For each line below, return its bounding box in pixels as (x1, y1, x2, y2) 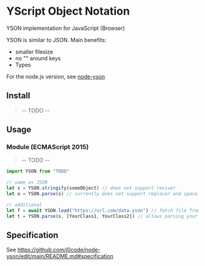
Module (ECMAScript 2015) (6, 143, 89, 151)
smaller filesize (15, 48, 54, 56)
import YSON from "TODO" (6, 168, 70, 174)
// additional (6, 201, 43, 208)
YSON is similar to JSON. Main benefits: (6, 36, 107, 43)
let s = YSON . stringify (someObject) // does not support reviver (6, 185, 176, 192)
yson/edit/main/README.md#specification (6, 253, 114, 260)
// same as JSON (6, 179, 48, 185)
